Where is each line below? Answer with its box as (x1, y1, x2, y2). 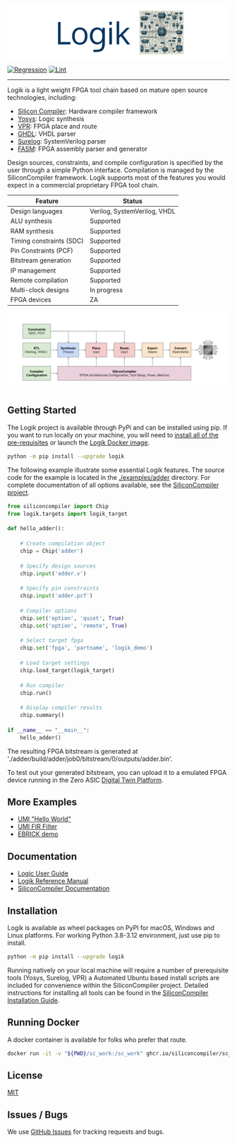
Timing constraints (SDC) (10, 236, 84, 245)
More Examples (7, 796, 78, 808)
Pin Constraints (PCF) (10, 246, 73, 255)
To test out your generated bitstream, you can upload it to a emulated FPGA (7, 768, 227, 776)
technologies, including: (7, 93, 78, 102)
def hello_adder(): (7, 525, 65, 532)
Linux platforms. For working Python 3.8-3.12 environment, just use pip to (7, 931, 220, 940)
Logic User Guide (17, 869, 69, 878)
